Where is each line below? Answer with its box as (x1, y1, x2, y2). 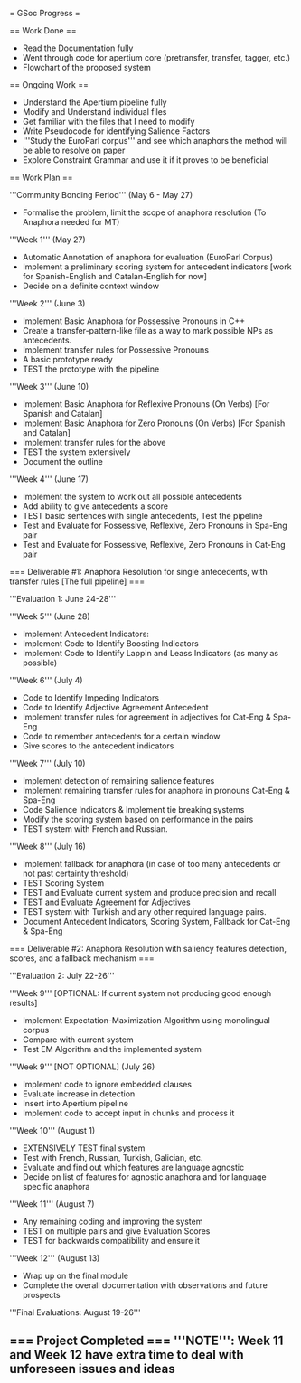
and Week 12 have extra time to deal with (9, 1347, 244, 1363)
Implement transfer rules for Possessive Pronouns (22, 344, 210, 355)
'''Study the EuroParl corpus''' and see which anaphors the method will (22, 136, 288, 146)
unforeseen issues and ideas (9, 1361, 175, 1377)
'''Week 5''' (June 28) (9, 611, 90, 622)
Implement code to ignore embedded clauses (22, 1079, 193, 1089)
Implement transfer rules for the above (22, 437, 166, 447)
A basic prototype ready (22, 354, 113, 364)
